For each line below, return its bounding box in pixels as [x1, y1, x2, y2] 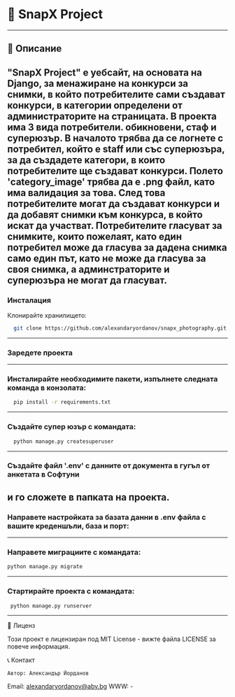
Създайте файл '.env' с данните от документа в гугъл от [7, 461, 211, 471]
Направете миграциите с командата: [7, 547, 141, 557]
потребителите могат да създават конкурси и [7, 197, 220, 209]
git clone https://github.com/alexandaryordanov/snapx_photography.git [13, 325, 227, 332]
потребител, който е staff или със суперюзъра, [7, 143, 225, 155]
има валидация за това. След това [7, 187, 166, 199]
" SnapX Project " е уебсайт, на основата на [7, 66, 203, 78]
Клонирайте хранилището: [7, 311, 87, 320]
